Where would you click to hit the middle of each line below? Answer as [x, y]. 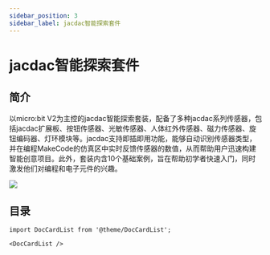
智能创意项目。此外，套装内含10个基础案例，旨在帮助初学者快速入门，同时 [133, 158]
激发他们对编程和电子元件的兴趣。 [65, 168]
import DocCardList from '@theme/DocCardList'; [90, 230]
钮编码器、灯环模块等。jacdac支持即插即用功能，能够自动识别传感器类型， [133, 138]
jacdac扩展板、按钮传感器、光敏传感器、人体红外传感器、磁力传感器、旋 [136, 128]
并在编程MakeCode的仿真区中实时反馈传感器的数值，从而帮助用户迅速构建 [133, 148]
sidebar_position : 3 [44, 16]
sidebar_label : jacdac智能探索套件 [65, 23]
